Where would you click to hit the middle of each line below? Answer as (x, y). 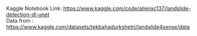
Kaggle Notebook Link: (34, 8)
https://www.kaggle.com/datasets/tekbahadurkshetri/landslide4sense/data (98, 27)
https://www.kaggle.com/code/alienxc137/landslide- (127, 8)
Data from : (20, 21)
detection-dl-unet (28, 15)
